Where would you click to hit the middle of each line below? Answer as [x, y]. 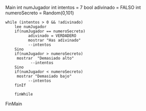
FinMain [14, 104]
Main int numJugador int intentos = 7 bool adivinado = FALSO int [73, 7]
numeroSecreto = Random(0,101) [40, 13]
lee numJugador [31, 27]
